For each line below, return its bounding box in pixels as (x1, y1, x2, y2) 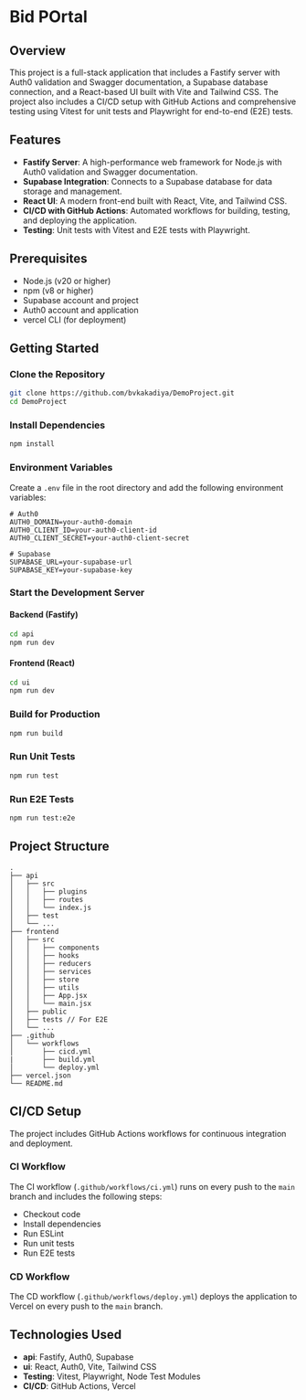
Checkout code (22, 1208, 81, 1219)
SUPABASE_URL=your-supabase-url (9, 557, 132, 567)
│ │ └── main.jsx (9, 999, 92, 1008)
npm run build (9, 728, 64, 737)
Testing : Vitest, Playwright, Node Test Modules (22, 1371, 201, 1382)
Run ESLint (22, 1227, 64, 1239)
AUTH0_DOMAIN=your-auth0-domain (9, 517, 132, 526)
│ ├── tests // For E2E (9, 1014, 108, 1024)
